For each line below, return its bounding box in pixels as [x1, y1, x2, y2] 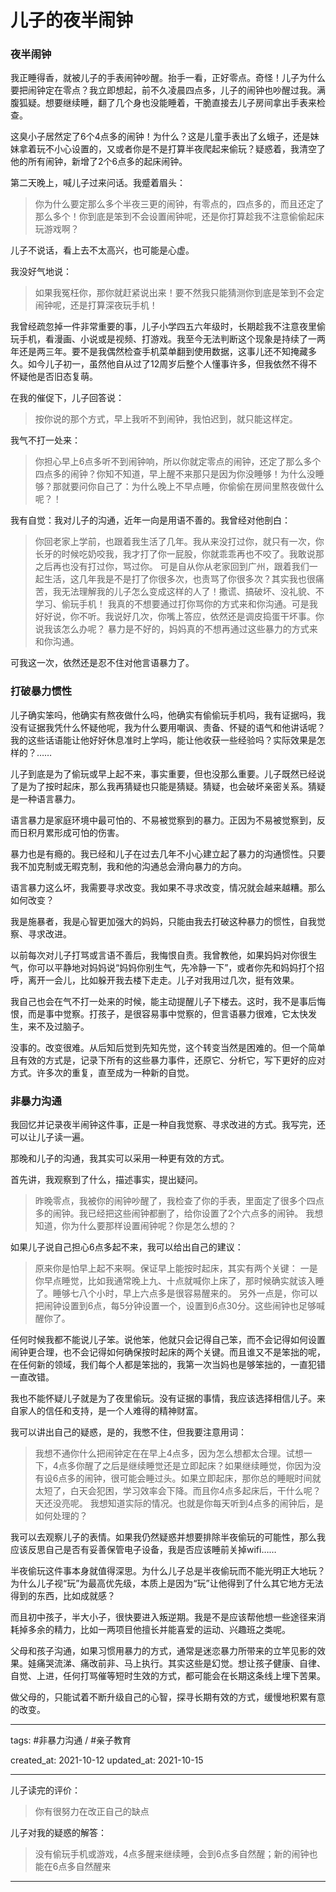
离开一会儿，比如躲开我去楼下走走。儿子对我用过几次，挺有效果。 [27, 974, 300, 986]
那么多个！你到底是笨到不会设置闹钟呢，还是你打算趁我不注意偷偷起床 [34, 211, 325, 223]
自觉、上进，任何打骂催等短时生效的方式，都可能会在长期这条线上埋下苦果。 [10, 1670, 326, 1682]
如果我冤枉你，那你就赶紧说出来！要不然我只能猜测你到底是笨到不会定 [34, 287, 325, 299]
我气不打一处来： [10, 434, 81, 446]
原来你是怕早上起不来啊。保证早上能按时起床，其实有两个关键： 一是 [34, 1262, 318, 1275]
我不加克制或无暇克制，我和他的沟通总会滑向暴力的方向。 [10, 860, 247, 872]
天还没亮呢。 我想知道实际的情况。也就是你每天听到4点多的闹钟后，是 [34, 1497, 324, 1510]
